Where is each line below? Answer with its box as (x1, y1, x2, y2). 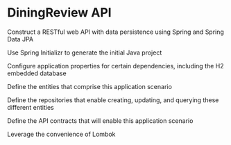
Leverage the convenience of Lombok (7, 130, 116, 138)
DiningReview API (7, 5, 112, 21)
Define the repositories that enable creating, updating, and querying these (7, 95, 219, 104)
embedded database (7, 69, 67, 77)
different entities (7, 103, 54, 111)
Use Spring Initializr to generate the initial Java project (7, 48, 162, 57)
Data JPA (7, 35, 33, 43)
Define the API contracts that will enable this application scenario (7, 116, 194, 125)
